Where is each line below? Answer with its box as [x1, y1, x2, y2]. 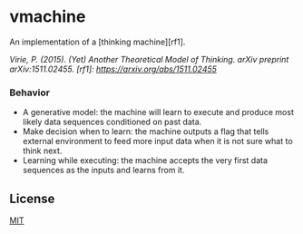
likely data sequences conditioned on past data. [22, 116, 202, 128]
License [9, 190, 55, 206]
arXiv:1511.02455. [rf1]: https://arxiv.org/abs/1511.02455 [9, 63, 218, 74]
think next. [22, 145, 63, 156]
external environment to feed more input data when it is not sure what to [22, 136, 293, 147]
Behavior [9, 86, 50, 99]
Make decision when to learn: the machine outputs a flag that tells [22, 126, 269, 137]
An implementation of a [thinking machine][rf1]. [9, 36, 186, 47]
